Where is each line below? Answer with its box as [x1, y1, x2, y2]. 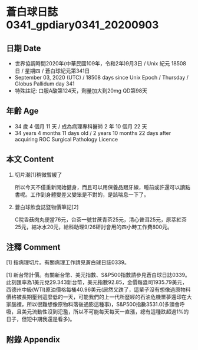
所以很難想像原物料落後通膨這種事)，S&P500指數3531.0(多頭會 [26, 301, 180, 308]
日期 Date [6, 43, 41, 53]
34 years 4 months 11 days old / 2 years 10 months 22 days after [14, 129, 171, 136]
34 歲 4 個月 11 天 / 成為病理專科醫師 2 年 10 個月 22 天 [14, 123, 147, 130]
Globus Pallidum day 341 [14, 80, 75, 87]
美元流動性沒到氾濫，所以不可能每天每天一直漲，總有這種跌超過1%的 [21, 308, 189, 315]
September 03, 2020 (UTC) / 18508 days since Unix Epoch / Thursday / [14, 74, 189, 81]
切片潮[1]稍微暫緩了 [14, 171, 62, 178]
